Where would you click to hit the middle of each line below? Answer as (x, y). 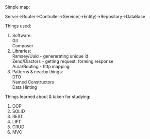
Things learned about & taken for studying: (48, 97)
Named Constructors (33, 82)
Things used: (18, 26)
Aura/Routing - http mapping (41, 66)
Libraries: (22, 51)
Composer (23, 46)
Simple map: (17, 7)
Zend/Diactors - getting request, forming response (63, 61)
